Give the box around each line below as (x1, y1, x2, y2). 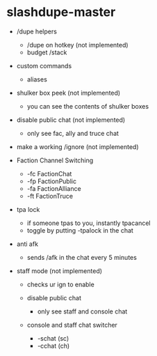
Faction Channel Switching (16, 156, 94, 164)
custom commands (16, 61, 72, 70)
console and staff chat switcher (26, 320, 117, 329)
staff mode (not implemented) (16, 266, 102, 275)
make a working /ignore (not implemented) (16, 142, 140, 150)
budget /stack (26, 48, 67, 56)
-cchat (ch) (37, 341, 70, 350)
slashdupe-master (6, 4, 116, 20)
